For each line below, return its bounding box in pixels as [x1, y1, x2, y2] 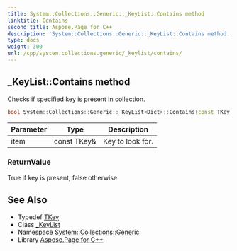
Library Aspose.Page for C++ [17, 235, 104, 244]
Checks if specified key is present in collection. [7, 95, 145, 103]
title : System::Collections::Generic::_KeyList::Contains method [7, 10, 204, 18]
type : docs [7, 37, 40, 44]
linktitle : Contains [7, 17, 69, 24]
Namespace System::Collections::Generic [17, 228, 140, 236]
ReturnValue [7, 157, 51, 167]
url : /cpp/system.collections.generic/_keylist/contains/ [7, 50, 182, 57]
